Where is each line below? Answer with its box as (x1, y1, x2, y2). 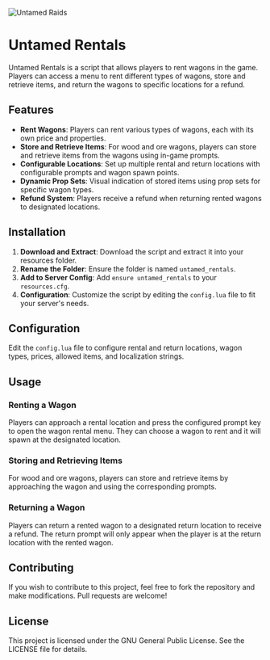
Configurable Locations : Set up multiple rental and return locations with (19, 158, 260, 169)
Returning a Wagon (8, 502, 85, 513)
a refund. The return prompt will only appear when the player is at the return (8, 529, 262, 539)
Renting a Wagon (8, 399, 77, 410)
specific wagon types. (19, 184, 94, 194)
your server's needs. (19, 298, 89, 308)
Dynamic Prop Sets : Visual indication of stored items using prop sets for (19, 176, 261, 186)
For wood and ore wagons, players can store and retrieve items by (8, 473, 229, 483)
